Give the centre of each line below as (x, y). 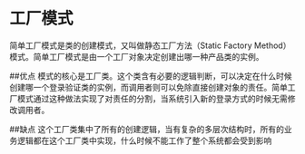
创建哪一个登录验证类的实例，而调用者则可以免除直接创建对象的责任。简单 (148, 87)
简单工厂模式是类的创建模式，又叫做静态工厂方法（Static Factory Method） (150, 45)
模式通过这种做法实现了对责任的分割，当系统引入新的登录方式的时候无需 (152, 98)
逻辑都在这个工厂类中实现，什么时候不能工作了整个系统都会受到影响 (144, 140)
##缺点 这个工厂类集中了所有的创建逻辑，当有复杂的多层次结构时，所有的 (147, 129)
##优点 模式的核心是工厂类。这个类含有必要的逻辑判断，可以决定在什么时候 (151, 76)
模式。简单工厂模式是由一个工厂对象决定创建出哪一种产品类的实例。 (137, 56)
